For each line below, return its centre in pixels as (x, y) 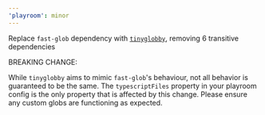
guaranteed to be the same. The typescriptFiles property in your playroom (132, 86)
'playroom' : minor (39, 15)
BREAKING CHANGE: (43, 62)
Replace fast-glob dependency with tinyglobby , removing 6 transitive (124, 38)
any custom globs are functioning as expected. (85, 102)
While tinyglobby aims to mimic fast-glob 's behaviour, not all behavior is (129, 77)
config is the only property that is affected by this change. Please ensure (128, 94)
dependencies (32, 46)
